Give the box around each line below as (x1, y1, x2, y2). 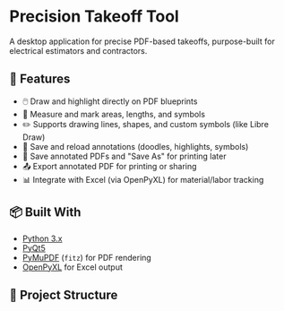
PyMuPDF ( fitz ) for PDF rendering (22, 252, 152, 263)
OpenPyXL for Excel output (22, 262, 124, 272)
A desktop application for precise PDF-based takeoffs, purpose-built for (9, 36, 275, 47)
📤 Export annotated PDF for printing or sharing (22, 160, 197, 171)
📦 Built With (9, 204, 82, 220)
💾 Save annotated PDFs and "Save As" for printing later (22, 151, 227, 161)
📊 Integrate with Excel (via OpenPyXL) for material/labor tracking (22, 174, 264, 185)
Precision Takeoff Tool (9, 6, 179, 27)
